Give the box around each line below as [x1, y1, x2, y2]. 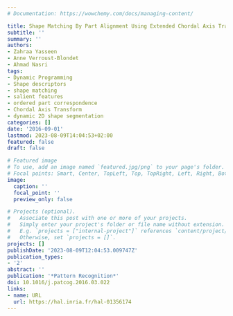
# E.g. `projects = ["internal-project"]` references [7, 227, 172, 234]
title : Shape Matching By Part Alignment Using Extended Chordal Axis [7, 22, 216, 30]
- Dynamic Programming [7, 74, 73, 81]
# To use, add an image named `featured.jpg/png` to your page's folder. [7, 164, 225, 171]
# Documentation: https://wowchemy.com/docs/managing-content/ [7, 10, 194, 17]
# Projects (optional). [7, 208, 76, 215]
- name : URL [7, 292, 42, 299]
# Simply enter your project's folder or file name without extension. [7, 221, 225, 228]
